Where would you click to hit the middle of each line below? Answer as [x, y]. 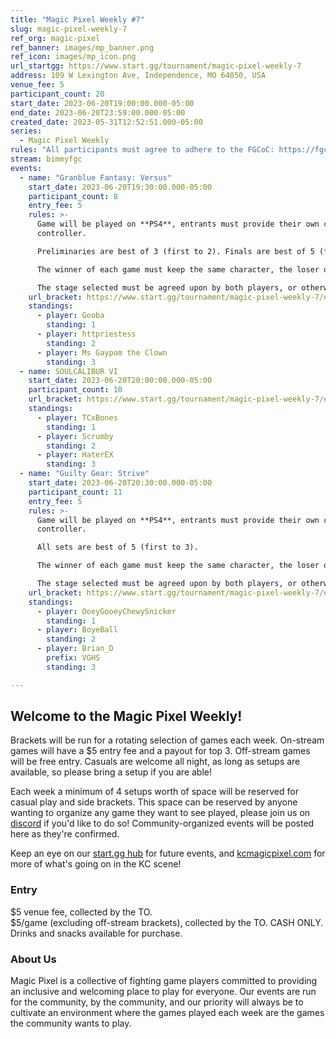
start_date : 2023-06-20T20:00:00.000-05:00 [120, 381]
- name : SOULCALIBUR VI [68, 371]
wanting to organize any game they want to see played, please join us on [160, 813]
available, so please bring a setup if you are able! [111, 772]
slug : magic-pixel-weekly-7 [69, 29]
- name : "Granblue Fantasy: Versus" [95, 177]
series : [26, 131]
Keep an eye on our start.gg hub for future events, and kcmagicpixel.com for [168, 853]
